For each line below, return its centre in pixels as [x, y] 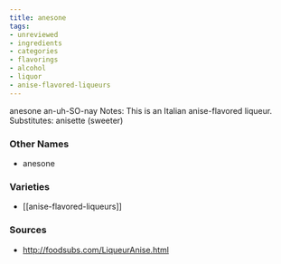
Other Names [39, 144]
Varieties [29, 186]
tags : [19, 26]
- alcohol [28, 69]
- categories [34, 52]
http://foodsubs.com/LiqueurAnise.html [96, 250]
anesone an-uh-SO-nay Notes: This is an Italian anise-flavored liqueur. [141, 110]
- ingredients [36, 43]
